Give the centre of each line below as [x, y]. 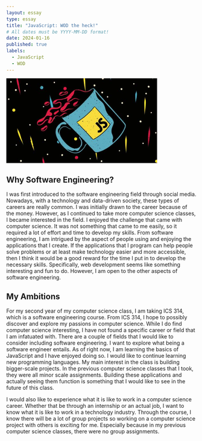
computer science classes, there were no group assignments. [83, 431]
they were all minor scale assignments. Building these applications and [94, 375]
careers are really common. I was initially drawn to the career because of [97, 207]
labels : [16, 51]
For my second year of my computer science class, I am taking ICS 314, [95, 311]
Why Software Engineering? [60, 180]
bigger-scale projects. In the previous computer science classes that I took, [100, 369]
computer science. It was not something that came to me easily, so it [92, 227]
